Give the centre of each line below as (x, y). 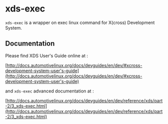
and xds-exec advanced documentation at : (50, 91)
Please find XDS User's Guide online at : (47, 55)
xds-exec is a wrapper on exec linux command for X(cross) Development (80, 22)
